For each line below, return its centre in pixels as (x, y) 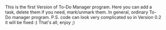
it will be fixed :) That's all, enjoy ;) (40, 22)
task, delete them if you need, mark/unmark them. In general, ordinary (77, 12)
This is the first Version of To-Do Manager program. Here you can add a (79, 7)
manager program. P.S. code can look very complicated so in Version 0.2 (87, 17)
